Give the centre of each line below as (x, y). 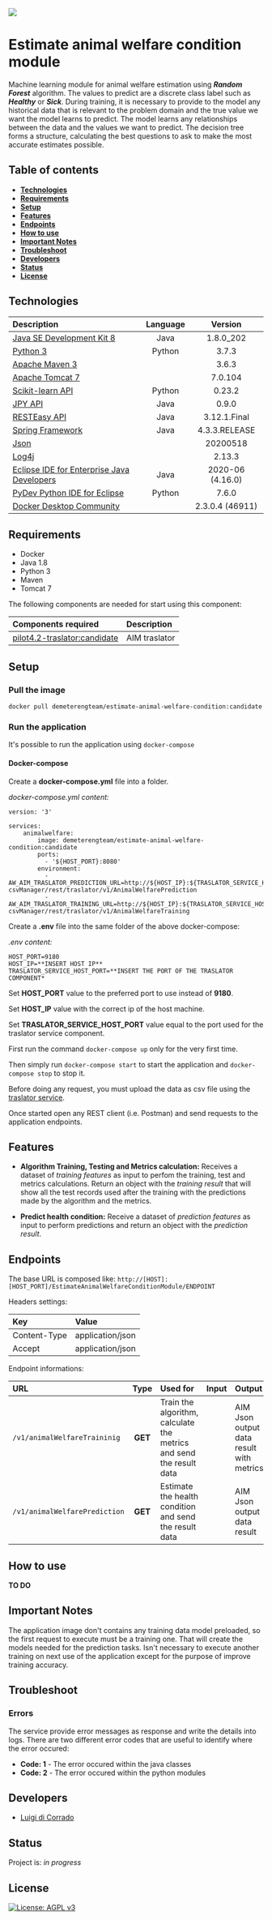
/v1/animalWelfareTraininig (66, 1438)
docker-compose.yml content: (59, 797)
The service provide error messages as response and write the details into (132, 1731)
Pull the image (37, 690)
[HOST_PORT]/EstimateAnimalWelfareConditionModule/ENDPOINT (112, 1287)
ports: (49, 854)
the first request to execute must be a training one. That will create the (126, 1639)
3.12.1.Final (226, 417)
